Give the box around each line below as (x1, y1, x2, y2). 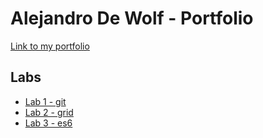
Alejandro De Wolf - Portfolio (10, 7, 254, 30)
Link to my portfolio (10, 40, 90, 52)
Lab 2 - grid (24, 106, 74, 118)
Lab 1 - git (24, 95, 67, 107)
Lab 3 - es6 (24, 117, 73, 129)
